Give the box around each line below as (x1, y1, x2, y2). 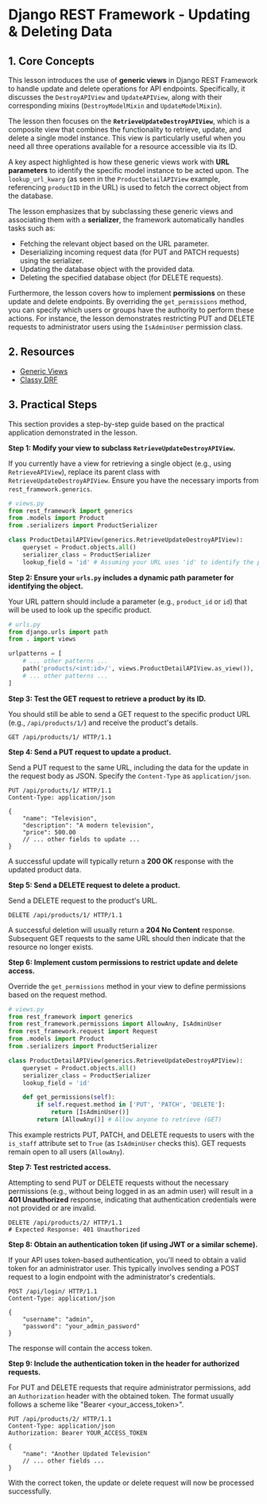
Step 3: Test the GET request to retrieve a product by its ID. (8, 694, 207, 703)
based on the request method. (8, 990, 107, 999)
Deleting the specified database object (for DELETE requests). (19, 273, 224, 282)
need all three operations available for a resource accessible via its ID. (8, 142, 238, 151)
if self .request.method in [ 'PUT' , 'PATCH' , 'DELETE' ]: (37, 1100, 226, 1109)
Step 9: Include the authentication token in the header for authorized (8, 1358, 240, 1368)
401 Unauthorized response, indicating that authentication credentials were (8, 1195, 257, 1204)
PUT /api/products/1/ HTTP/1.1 (8, 786, 112, 794)
